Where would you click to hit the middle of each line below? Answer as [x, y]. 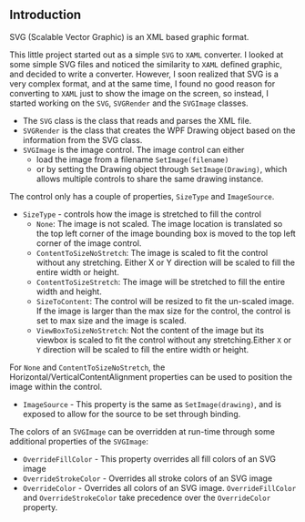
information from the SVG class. [82, 139]
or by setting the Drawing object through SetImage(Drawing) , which [162, 169]
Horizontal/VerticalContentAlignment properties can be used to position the [151, 376]
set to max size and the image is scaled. [111, 320]
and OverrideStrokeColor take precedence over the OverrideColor [147, 497]
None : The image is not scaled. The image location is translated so [159, 223]
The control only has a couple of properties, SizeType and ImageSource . [142, 196]
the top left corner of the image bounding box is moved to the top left [166, 233]
